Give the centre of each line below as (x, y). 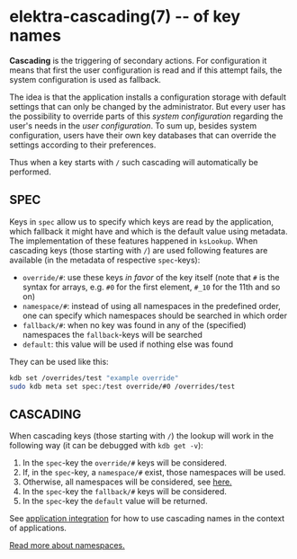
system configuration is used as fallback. (85, 79)
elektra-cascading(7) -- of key (125, 17)
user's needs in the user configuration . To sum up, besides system (133, 125)
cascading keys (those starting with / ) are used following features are (139, 250)
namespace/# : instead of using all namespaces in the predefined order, (151, 306)
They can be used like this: (59, 361)
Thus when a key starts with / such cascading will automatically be (134, 162)
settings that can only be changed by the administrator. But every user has (148, 106)
